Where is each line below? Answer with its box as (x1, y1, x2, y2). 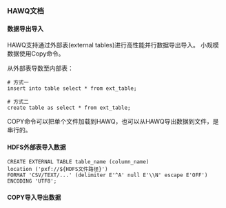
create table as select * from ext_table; (7, 104, 131, 111)
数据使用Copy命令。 (7, 49, 65, 58)
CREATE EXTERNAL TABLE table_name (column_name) (7, 159, 150, 165)
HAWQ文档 (7, 5, 45, 15)
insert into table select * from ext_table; (7, 85, 137, 92)
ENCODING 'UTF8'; (7, 178, 57, 185)
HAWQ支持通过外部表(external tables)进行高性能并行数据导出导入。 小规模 (7, 41, 219, 49)
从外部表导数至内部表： (7, 64, 74, 73)
